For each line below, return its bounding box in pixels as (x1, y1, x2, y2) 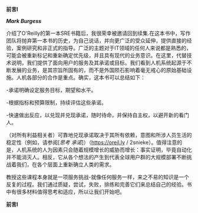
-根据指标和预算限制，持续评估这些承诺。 (6, 99, 107, 106)
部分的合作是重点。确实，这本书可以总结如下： (31, 74, 146, 81)
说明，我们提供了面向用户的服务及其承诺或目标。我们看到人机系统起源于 (11, 59, 187, 66)
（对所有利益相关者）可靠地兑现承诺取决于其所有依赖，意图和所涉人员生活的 (6, 132, 192, 138)
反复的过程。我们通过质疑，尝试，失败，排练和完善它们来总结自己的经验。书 (6, 181, 192, 188)
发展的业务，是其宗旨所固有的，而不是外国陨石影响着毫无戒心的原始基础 (11, 67, 187, 73)
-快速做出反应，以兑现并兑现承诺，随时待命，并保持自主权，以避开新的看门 (6, 112, 190, 119)
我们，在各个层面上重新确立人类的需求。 (16, 161, 115, 168)
